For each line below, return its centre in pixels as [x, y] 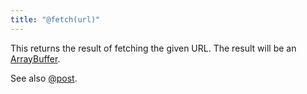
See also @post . [44, 78]
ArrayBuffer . [35, 58]
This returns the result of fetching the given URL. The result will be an [153, 48]
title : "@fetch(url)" [55, 19]
